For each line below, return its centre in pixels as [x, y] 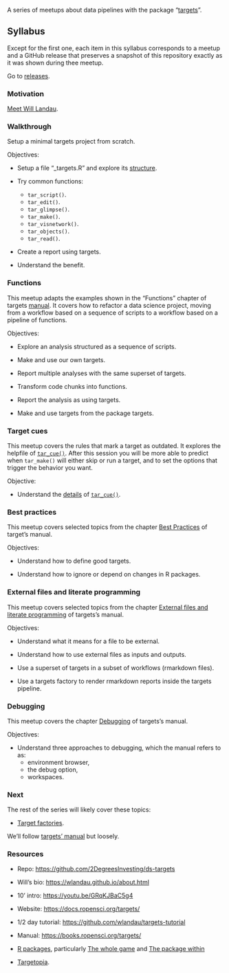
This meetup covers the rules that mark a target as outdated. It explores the [114, 446]
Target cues [28, 431]
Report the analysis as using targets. [69, 400]
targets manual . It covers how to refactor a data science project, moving [109, 305]
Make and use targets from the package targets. [85, 413]
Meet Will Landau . [33, 109]
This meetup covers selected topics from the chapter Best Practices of [107, 527]
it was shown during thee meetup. [55, 63]
